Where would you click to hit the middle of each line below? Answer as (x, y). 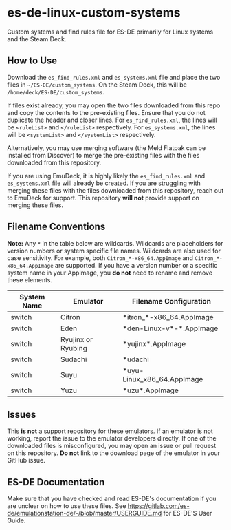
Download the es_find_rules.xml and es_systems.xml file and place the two (114, 77)
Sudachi (74, 359)
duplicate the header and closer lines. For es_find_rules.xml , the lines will (112, 120)
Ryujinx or (77, 339)
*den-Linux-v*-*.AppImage (170, 328)
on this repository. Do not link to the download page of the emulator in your (114, 453)
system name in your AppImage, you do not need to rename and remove (110, 273)
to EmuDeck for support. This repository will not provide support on (103, 198)
